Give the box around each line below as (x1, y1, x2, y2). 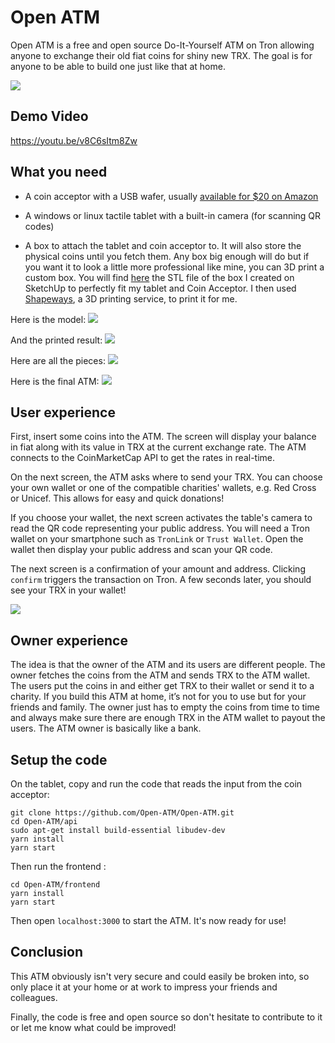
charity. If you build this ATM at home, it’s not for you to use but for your (10, 691, 307, 703)
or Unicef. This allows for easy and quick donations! (10, 492, 225, 505)
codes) (24, 220, 55, 232)
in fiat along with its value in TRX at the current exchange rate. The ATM (10, 441, 307, 453)
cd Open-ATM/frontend (10, 880, 101, 890)
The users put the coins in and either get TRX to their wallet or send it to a (10, 680, 315, 692)
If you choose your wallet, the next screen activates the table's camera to (10, 512, 313, 524)
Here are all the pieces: (10, 354, 106, 366)
